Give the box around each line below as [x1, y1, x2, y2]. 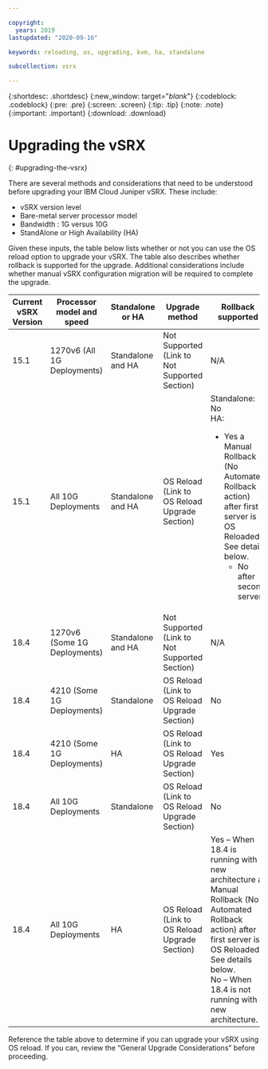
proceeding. [8, 1051, 49, 1061]
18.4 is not [210, 984, 251, 995]
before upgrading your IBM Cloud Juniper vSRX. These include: [8, 187, 218, 197]
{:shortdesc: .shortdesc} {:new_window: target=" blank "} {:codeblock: [8, 91, 238, 101]
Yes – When [210, 834, 255, 845]
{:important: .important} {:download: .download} [8, 109, 167, 118]
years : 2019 [15, 26, 56, 34]
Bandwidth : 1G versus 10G [19, 219, 108, 229]
